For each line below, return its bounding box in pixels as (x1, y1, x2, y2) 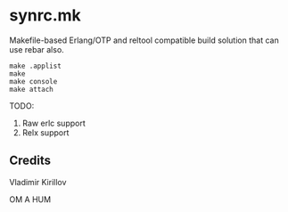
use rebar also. (9, 44, 64, 54)
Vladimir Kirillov (9, 176, 67, 187)
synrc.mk (9, 5, 82, 26)
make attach (9, 85, 53, 94)
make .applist (9, 61, 62, 70)
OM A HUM (9, 193, 52, 205)
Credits (9, 153, 52, 168)
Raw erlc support (21, 118, 86, 128)
